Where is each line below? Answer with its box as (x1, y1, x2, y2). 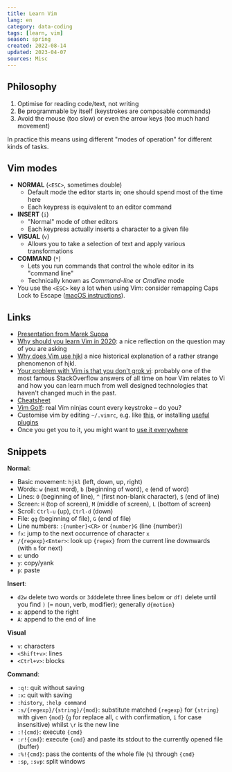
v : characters (17, 642, 55, 650)
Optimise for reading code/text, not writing (17, 99, 139, 108)
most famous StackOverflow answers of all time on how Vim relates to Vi (17, 374, 225, 382)
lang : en (7, 17, 33, 24)
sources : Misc (7, 55, 48, 62)
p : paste (17, 566, 40, 574)
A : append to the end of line (17, 615, 96, 623)
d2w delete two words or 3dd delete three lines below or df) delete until (17, 593, 217, 601)
